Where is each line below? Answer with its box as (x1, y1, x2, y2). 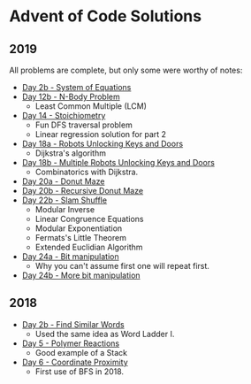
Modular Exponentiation (34, 223, 123, 234)
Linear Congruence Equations (34, 214, 144, 224)
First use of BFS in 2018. (34, 365, 125, 377)
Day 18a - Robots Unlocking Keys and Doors (21, 139, 184, 149)
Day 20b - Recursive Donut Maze (21, 186, 144, 196)
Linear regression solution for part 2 (34, 129, 166, 139)
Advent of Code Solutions (9, 6, 202, 27)
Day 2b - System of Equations (21, 82, 132, 92)
